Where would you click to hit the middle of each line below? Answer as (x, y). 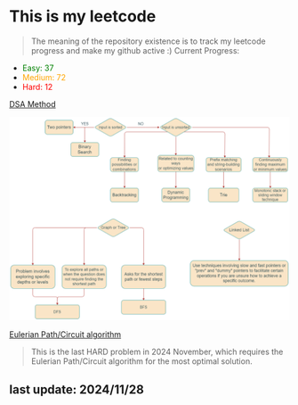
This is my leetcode (83, 17)
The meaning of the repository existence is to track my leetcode (148, 41)
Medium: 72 (44, 77)
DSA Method (32, 103)
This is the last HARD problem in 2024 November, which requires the (157, 352)
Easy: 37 (38, 68)
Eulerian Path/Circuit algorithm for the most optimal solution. (141, 361)
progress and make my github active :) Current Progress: (135, 50)
